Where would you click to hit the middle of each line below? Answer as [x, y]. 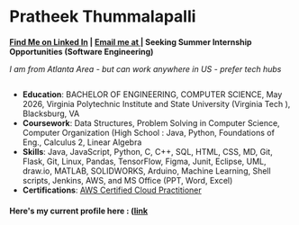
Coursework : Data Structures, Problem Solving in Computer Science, [151, 122]
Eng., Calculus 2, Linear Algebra [82, 142]
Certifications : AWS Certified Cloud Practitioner [112, 190]
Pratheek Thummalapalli [103, 17]
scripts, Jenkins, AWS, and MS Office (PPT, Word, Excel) [127, 180]
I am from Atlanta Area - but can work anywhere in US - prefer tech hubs [145, 69]
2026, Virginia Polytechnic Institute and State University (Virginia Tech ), [156, 103]
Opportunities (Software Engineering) [82, 51]
